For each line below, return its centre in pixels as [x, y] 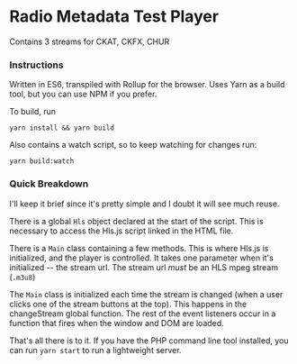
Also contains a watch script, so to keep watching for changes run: [133, 145]
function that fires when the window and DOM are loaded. [117, 323]
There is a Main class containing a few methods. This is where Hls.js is [139, 248]
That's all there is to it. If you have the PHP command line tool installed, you [149, 341]
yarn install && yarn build [62, 128]
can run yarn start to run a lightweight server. [95, 350]
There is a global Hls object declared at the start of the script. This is [136, 221]
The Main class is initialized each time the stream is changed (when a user [146, 294]
